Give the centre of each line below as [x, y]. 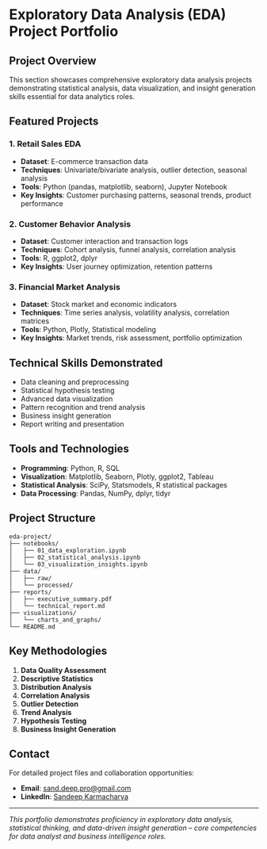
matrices [35, 321]
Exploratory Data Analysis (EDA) [118, 15]
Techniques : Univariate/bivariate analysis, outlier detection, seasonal [134, 170]
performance [42, 203]
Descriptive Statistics [57, 679]
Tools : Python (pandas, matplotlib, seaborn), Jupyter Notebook [124, 186]
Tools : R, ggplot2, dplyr [59, 258]
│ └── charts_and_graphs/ [55, 620]
